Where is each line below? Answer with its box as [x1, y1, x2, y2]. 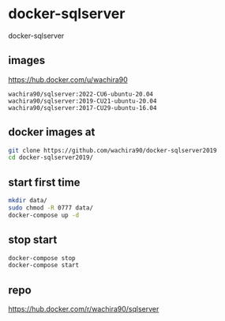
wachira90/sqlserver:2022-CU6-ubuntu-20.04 [8, 90, 154, 98]
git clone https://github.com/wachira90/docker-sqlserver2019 [8, 146, 217, 154]
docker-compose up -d [8, 211, 80, 219]
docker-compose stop [8, 254, 77, 262]
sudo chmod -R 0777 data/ [8, 204, 93, 212]
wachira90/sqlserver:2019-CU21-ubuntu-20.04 [8, 96, 157, 105]
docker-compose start [8, 262, 80, 270]
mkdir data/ [8, 197, 47, 205]
